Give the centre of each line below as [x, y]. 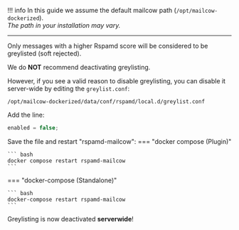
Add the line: [26, 115]
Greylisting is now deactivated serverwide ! [70, 219]
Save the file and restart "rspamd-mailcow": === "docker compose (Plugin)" [119, 141]
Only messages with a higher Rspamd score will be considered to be [108, 46]
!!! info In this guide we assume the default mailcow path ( [92, 10]
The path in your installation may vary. [64, 25]
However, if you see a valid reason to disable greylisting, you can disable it [117, 81]
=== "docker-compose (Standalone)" [62, 180]
